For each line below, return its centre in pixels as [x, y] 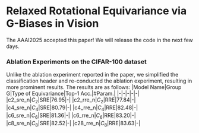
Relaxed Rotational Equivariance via [97, 11]
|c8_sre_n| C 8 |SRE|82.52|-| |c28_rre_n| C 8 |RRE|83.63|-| [73, 124]
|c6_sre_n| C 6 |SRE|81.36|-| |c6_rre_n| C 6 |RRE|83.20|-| [71, 116]
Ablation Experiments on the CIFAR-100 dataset [77, 62]
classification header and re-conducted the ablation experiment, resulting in [99, 81]
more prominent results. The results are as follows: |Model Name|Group [94, 87]
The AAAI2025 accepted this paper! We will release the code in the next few [99, 40]
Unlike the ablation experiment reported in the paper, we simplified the [92, 75]
